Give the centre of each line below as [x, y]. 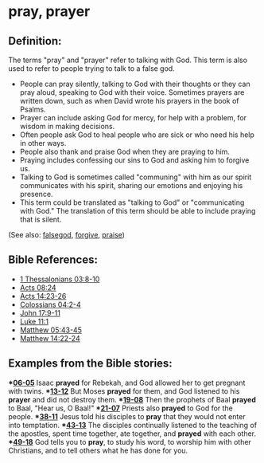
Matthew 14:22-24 [50, 338]
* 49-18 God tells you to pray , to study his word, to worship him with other [130, 441]
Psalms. [33, 109]
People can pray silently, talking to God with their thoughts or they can [135, 84]
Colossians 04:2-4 [50, 304]
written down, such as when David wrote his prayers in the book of [129, 101]
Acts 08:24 [38, 287]
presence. [36, 194]
